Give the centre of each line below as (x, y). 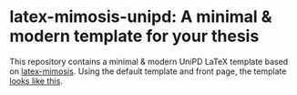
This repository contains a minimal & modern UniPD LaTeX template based (149, 61)
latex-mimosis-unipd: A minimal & (141, 17)
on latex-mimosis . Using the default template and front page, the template (148, 71)
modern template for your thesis (134, 36)
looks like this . (36, 80)
